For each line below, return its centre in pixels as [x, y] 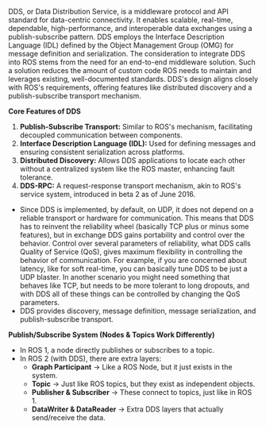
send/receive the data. [68, 417]
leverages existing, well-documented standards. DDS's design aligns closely [133, 79]
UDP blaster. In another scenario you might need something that [125, 277]
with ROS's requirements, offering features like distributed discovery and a [130, 87]
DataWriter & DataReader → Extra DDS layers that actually [127, 409]
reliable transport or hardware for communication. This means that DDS [137, 218]
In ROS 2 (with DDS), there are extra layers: [90, 358]
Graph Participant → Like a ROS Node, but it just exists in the [132, 367]
